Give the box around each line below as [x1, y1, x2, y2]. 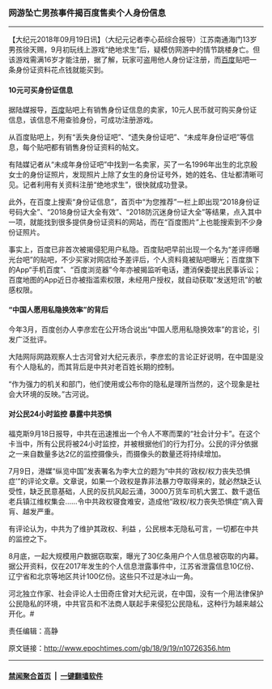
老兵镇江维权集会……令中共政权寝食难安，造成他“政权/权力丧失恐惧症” [8, 496, 243, 506]
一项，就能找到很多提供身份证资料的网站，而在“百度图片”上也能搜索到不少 [8, 217, 257, 227]
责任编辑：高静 [8, 626, 58, 636]
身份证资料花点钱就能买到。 [15, 65, 108, 74]
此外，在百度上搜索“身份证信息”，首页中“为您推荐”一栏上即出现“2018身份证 [8, 197, 261, 206]
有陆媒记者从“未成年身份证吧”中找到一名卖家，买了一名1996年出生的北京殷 [8, 159, 258, 169]
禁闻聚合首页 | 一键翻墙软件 [8, 670, 104, 681]
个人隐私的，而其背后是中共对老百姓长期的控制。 [15, 362, 179, 372]
